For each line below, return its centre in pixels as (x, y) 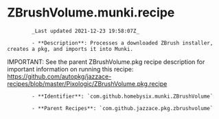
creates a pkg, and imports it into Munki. (70, 49)
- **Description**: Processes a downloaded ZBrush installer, (123, 43)
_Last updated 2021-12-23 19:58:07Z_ (85, 31)
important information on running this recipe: (70, 69)
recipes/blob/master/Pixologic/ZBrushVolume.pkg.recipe (87, 83)
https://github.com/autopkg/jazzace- (59, 76)
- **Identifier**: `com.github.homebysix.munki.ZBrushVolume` (123, 96)
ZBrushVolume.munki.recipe (91, 13)
